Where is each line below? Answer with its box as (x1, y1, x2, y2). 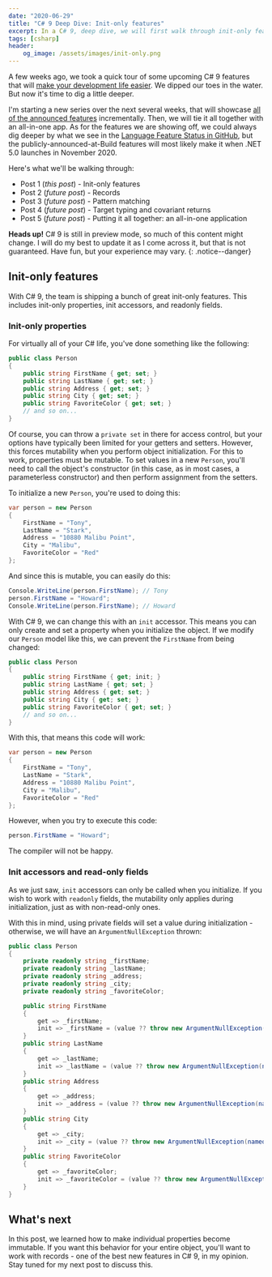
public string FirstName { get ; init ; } (23, 673, 161, 681)
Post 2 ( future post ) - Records (19, 188, 121, 197)
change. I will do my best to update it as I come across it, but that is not (8, 238, 246, 247)
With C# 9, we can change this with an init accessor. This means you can (8, 617, 257, 626)
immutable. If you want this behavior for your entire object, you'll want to (8, 1243, 251, 1253)
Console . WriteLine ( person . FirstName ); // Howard (8, 601, 176, 610)
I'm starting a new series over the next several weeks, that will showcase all (8, 105, 261, 114)
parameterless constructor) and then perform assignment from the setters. (8, 472, 258, 482)
